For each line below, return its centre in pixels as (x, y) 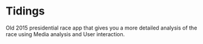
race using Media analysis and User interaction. (65, 34)
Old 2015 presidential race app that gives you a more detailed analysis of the (101, 28)
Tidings (25, 11)
